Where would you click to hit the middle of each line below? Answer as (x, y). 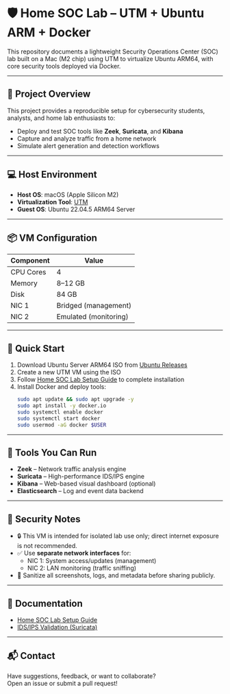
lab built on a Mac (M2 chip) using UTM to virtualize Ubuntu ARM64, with (110, 58)
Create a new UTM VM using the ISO (69, 372)
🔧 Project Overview (49, 94)
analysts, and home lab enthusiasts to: (61, 118)
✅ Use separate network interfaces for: (74, 553)
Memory (24, 283)
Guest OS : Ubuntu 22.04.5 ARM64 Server (76, 209)
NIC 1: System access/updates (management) (92, 561)
